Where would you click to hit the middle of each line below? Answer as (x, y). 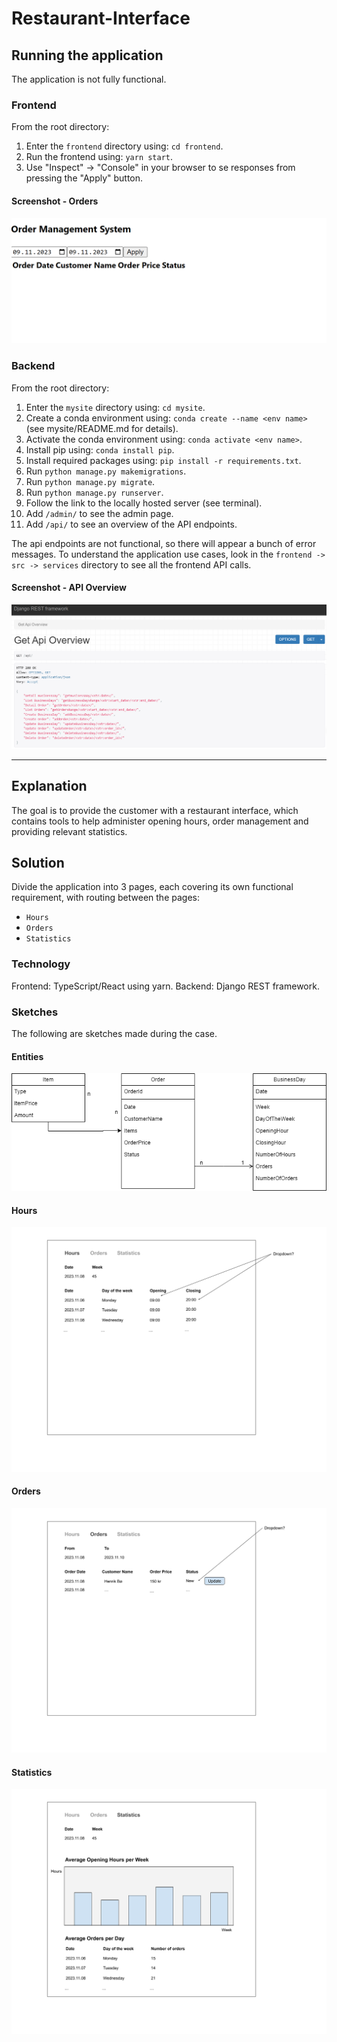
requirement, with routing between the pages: (105, 898)
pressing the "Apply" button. (84, 178)
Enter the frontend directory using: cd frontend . (124, 146)
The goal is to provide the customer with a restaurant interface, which (155, 810)
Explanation (49, 786)
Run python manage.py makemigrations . (106, 471)
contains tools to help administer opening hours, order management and (160, 821)
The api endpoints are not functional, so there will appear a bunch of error (164, 543)
